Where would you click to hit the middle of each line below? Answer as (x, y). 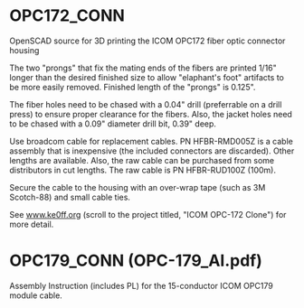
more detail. (32, 224)
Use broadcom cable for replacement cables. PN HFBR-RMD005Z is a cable (152, 141)
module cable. (36, 295)
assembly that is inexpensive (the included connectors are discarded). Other (152, 151)
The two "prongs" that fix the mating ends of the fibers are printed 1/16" (143, 68)
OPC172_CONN (67, 16)
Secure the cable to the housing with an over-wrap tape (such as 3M (138, 187)
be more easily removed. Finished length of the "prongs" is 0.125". (133, 87)
